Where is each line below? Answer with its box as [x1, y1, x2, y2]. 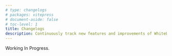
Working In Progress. [5, 45, 50, 51]
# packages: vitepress [5, 12, 54, 17]
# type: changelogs [5, 7, 47, 13]
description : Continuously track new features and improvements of [5, 31, 153, 36]
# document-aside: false [5, 17, 58, 22]
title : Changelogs [5, 26, 45, 32]
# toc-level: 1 [5, 21, 38, 27]
